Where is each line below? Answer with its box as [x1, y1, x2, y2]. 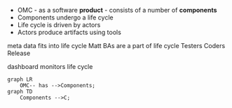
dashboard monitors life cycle [7, 63, 93, 70]
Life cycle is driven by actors [17, 21, 101, 29]
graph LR [7, 76, 33, 83]
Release [7, 49, 31, 57]
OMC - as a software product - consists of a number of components [17, 6, 217, 14]
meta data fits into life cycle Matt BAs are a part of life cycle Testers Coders [7, 42, 226, 49]
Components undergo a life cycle [17, 13, 114, 22]
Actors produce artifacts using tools [17, 28, 121, 36]
